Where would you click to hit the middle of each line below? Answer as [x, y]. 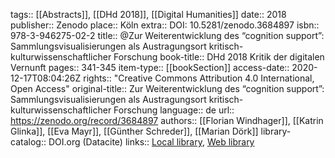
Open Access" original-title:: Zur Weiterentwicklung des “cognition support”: [167, 88]
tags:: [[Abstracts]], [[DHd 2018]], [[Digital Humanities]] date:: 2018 [148, 14]
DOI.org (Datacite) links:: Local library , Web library [151, 142]
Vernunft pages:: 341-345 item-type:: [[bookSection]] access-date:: [150, 67]
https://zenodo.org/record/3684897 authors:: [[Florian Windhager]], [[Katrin [167, 120]
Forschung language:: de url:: [174, 110]
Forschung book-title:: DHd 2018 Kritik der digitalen [219, 57]
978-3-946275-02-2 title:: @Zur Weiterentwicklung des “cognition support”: [167, 35]
